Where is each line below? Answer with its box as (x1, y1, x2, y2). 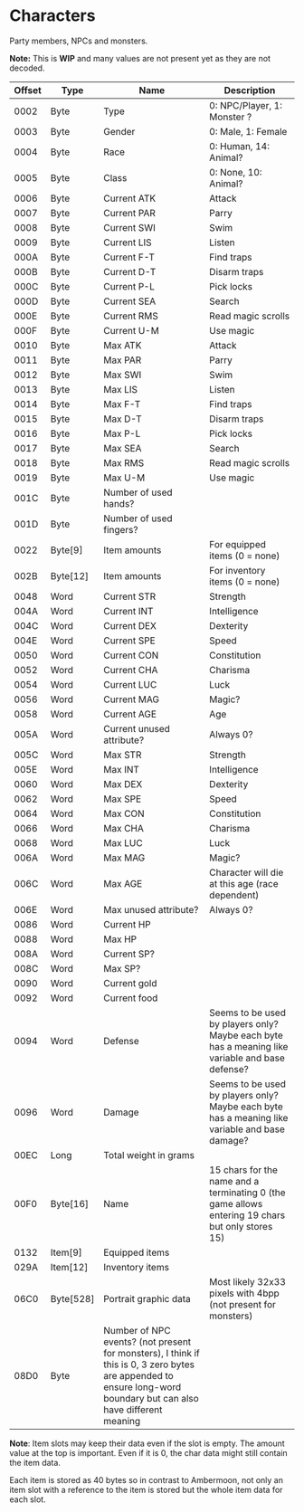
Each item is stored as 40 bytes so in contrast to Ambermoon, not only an (9, 1474, 283, 1485)
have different (103, 1403, 163, 1416)
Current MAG (103, 693, 160, 706)
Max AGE (103, 877, 143, 889)
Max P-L (103, 427, 141, 440)
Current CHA (103, 663, 158, 676)
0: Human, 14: (209, 139, 270, 152)
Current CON (103, 649, 159, 661)
